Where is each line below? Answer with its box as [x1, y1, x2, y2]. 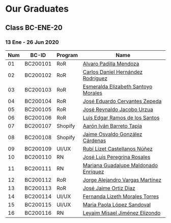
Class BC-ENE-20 [5, 23, 63, 32]
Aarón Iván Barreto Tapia [82, 122, 142, 130]
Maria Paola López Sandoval [82, 201, 151, 208]
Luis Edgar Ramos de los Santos [82, 114, 160, 121]
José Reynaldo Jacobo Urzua [82, 106, 154, 113]
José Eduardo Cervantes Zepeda [82, 98, 162, 105]
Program [56, 51, 78, 58]
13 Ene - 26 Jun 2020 [5, 39, 60, 46]
